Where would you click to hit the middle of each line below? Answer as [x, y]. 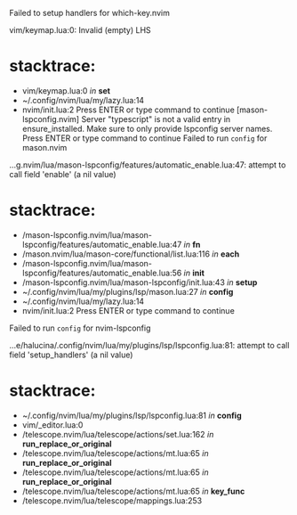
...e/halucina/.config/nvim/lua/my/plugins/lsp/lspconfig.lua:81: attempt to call [149, 345]
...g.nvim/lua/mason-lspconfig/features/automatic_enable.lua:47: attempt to [148, 165]
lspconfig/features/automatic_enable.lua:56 [102, 273]
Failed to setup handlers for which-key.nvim [90, 13]
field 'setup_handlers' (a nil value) [71, 355]
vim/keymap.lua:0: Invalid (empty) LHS [80, 30]
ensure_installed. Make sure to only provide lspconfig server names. [147, 128]
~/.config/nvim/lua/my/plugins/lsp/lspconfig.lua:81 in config [132, 415]
